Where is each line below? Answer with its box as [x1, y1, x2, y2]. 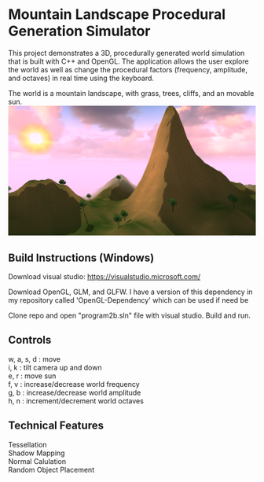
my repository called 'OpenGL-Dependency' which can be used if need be [8, 296, 249, 305]
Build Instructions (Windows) [8, 251, 155, 264]
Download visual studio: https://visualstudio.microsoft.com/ [8, 272, 201, 281]
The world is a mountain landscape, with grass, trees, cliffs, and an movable [8, 88, 255, 98]
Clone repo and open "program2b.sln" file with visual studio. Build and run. [8, 311, 251, 320]
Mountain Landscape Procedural [8, 6, 226, 24]
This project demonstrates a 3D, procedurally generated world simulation [8, 48, 245, 57]
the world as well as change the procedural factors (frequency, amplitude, [8, 64, 248, 74]
